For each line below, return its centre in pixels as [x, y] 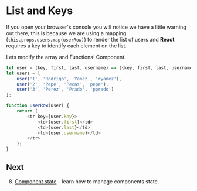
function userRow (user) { [38, 106]
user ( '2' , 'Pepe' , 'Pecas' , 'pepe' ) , [63, 84]
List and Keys [40, 11]
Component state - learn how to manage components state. [87, 181]
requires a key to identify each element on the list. [67, 46]
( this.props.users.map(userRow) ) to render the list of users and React [90, 39]
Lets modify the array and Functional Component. [66, 57]
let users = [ [23, 73]
